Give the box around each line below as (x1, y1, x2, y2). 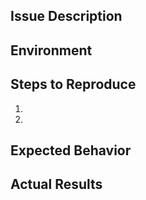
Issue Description (10, 8, 123, 25)
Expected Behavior (10, 142, 132, 159)
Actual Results (10, 176, 103, 193)
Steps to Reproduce (10, 76, 137, 93)
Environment (10, 42, 93, 59)
